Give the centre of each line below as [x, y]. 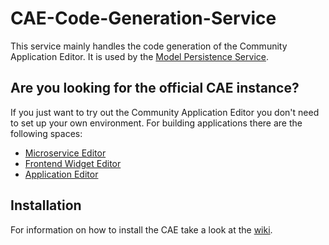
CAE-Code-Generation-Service [143, 18]
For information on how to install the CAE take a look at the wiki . [141, 229]
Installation [46, 205]
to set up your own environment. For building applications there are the [156, 123]
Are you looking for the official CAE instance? [155, 88]
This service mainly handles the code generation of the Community [149, 46]
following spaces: [46, 133]
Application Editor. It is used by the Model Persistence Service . [139, 56]
